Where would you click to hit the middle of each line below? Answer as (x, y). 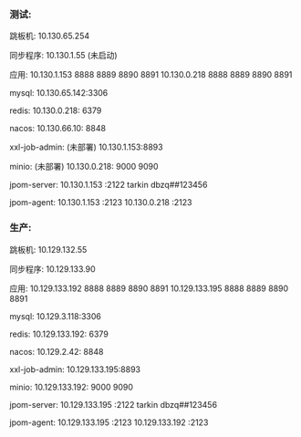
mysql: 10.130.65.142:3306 (59, 93)
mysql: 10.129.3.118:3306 (56, 316)
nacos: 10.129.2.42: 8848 (57, 351)
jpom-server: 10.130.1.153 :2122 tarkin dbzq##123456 (109, 185)
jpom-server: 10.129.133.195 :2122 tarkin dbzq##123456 (113, 404)
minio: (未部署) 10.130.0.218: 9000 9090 (84, 167)
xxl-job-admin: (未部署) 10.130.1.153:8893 (86, 147)
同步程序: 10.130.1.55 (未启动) (63, 56)
